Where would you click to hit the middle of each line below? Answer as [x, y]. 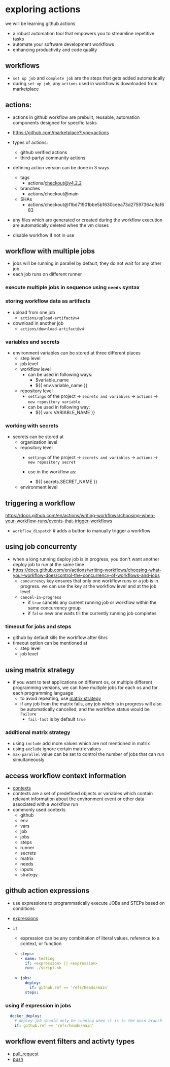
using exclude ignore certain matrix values [57, 749]
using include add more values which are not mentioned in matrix [81, 744]
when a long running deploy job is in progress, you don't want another [86, 559]
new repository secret [52, 463]
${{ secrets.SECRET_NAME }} [66, 482]
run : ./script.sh [43, 968]
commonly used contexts [39, 810]
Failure [28, 714]
